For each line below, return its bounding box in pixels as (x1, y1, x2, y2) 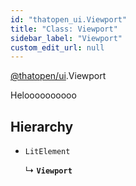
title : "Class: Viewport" (10, 24, 118, 34)
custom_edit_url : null (10, 42, 105, 53)
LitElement (24, 147, 71, 157)
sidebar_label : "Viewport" (10, 33, 123, 43)
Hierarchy (10, 118, 74, 135)
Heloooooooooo (10, 89, 77, 101)
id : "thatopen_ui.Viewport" (10, 14, 128, 25)
